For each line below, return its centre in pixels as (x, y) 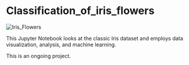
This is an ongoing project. (38, 56)
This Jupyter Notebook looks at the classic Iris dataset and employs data (95, 38)
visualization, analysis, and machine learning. (61, 45)
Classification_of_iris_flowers (80, 11)
